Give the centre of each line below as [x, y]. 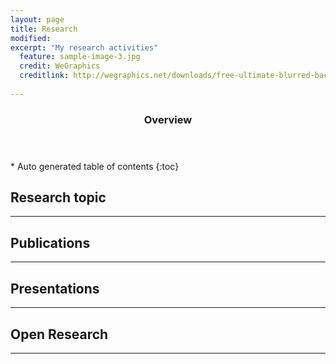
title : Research [44, 29]
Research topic [58, 197]
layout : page [37, 19]
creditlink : [44, 76]
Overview [168, 119]
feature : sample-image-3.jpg [80, 57]
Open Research [59, 334]
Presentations [55, 288]
